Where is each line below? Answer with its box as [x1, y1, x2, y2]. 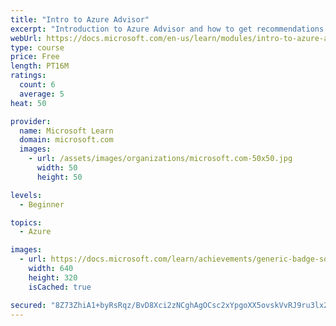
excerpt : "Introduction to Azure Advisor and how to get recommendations [10, 24, 325, 34]
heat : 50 [10, 98, 47, 108]
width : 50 [36, 163, 78, 173]
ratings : [10, 71, 47, 81]
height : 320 [28, 272, 78, 283]
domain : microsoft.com [19, 135, 114, 145]
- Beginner [19, 199, 65, 210]
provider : [10, 116, 52, 126]
